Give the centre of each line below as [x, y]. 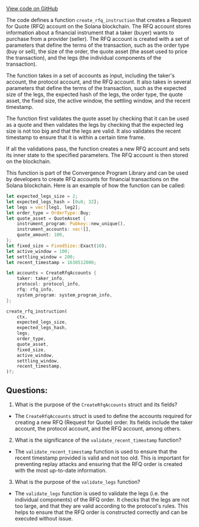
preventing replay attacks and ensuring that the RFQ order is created [98, 464]
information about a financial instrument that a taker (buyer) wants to [90, 33]
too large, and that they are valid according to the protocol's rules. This [101, 506]
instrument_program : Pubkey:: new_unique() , [71, 224]
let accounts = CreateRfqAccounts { [51, 273]
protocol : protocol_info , [49, 284]
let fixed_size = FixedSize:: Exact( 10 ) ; [57, 246]
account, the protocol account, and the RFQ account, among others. [98, 428]
